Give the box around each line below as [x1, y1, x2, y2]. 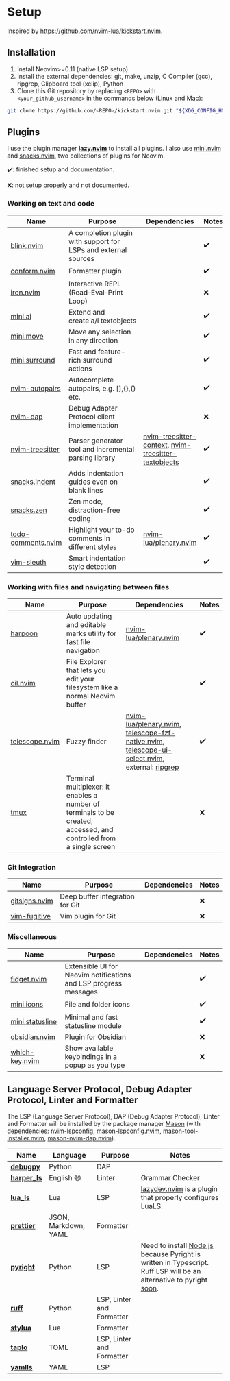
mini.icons [10, 1000, 44, 1010]
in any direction [68, 335, 118, 345]
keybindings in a [64, 1051, 118, 1061]
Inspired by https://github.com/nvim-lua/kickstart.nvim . [7, 27, 163, 35]
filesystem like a [66, 683, 118, 692]
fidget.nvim [10, 974, 47, 983]
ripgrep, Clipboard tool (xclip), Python [16, 80, 124, 88]
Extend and [68, 307, 105, 317]
